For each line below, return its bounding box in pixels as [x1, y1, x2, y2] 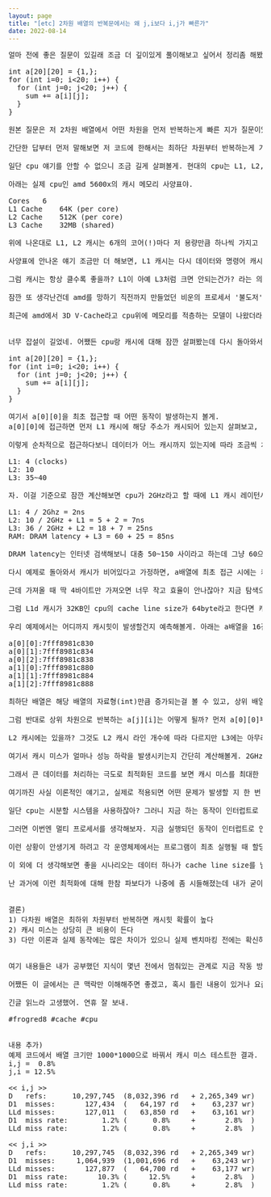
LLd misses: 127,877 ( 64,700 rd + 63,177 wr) [8, 1165, 256, 1174]
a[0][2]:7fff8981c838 [8, 655, 94, 664]
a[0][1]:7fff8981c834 [8, 647, 94, 656]
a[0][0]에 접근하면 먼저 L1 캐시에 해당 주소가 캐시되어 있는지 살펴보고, [8, 422, 259, 432]
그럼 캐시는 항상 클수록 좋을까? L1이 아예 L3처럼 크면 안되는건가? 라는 [8, 275, 252, 284]
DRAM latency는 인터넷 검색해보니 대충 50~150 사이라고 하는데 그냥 [8, 550, 245, 558]
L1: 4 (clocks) [8, 457, 69, 466]
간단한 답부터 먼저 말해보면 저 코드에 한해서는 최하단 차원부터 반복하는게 [8, 143, 256, 153]
